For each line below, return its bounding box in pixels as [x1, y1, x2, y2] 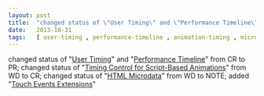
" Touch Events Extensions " [8, 80, 97, 89]
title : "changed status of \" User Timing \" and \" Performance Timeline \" [8, 19, 258, 27]
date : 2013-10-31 [8, 26, 72, 34]
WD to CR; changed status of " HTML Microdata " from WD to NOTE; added [8, 71, 250, 80]
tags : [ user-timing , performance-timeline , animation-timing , [8, 33, 237, 41]
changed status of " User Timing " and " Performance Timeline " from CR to [8, 55, 246, 64]
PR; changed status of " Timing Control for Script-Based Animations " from [8, 63, 247, 73]
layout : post [8, 11, 51, 20]
